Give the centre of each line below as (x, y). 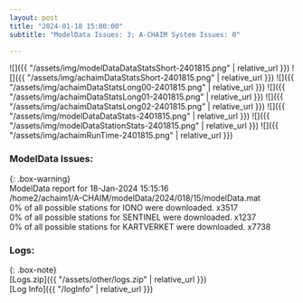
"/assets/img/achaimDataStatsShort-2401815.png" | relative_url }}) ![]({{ (161, 78)
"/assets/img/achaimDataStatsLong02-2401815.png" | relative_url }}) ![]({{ (147, 107)
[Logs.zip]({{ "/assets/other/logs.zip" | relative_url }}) (108, 279)
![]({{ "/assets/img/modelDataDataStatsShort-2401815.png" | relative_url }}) (150, 68)
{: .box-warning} (40, 178)
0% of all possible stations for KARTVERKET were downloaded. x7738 (140, 226)
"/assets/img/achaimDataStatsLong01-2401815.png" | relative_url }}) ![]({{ (147, 97)
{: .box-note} (33, 270)
